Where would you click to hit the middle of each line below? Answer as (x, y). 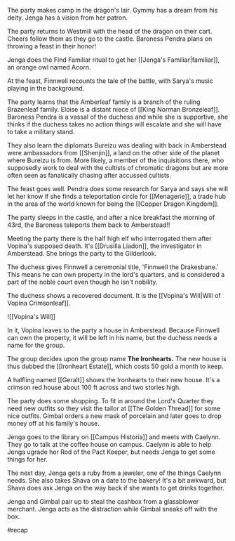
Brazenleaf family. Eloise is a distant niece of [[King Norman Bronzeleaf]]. (114, 109)
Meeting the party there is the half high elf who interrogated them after (109, 239)
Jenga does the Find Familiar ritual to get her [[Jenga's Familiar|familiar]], (113, 60)
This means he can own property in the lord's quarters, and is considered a (116, 274)
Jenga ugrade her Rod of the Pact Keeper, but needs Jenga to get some (111, 452)
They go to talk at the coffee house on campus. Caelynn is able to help (109, 444)
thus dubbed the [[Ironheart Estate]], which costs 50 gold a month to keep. (115, 366)
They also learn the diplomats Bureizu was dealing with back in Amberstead (117, 145)
